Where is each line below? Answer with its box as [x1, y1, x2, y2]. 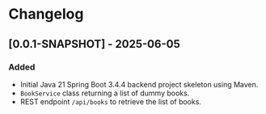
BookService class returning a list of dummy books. [19, 88, 190, 98]
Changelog [8, 5, 84, 23]
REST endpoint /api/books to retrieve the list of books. [19, 96, 202, 106]
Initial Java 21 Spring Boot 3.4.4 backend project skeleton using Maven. [19, 79, 259, 89]
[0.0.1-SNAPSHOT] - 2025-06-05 [8, 37, 180, 51]
